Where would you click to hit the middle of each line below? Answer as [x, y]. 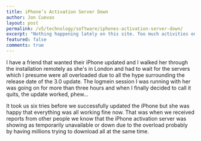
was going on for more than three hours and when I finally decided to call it [99, 88]
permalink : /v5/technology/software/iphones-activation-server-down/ [95, 28]
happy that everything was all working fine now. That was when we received [100, 112]
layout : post [22, 23]
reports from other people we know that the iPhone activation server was [96, 118]
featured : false [26, 40]
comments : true [25, 46]
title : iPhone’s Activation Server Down [57, 12]
